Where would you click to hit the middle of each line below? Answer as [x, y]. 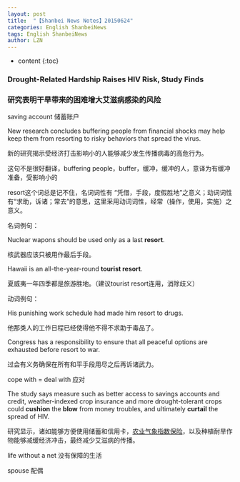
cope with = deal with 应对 [46, 380]
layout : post [27, 14]
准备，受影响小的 [32, 177]
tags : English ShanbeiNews [47, 34]
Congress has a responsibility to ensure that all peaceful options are [108, 342]
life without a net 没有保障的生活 [55, 456]
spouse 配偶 [26, 471]
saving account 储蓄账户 [44, 117]
